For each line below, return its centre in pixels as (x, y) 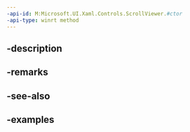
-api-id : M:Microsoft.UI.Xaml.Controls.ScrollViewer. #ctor (95, 14)
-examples (30, 120)
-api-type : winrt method (43, 20)
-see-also (28, 96)
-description (34, 49)
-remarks (27, 72)
